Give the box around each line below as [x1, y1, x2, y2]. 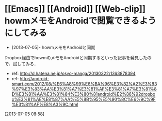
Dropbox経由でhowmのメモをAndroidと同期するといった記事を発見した [4, 54, 147, 60]
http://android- [19, 75, 49, 81]
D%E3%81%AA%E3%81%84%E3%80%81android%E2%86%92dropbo [11, 91, 156, 97]
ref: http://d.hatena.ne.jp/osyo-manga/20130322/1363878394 [11, 70, 136, 76]
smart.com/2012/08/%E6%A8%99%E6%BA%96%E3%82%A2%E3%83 [11, 81, 157, 86]
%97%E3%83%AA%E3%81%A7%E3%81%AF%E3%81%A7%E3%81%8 [11, 86, 157, 92]
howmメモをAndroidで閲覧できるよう [4, 16, 157, 26]
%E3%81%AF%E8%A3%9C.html [11, 101, 79, 107]
